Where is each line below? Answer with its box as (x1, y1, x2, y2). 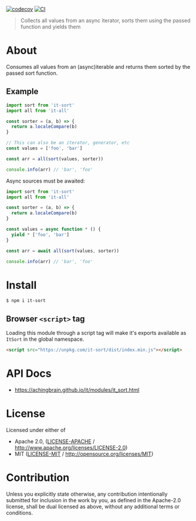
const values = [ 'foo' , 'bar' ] (6, 145, 83, 151)
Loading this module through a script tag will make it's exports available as (6, 330, 187, 337)
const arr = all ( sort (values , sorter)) (6, 156, 104, 162)
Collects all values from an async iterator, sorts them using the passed (20, 17, 191, 24)
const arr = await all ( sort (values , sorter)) (6, 248, 119, 254)
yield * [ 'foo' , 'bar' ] (11, 231, 69, 238)
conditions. (6, 509, 33, 516)
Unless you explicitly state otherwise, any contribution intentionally (6, 490, 168, 497)
